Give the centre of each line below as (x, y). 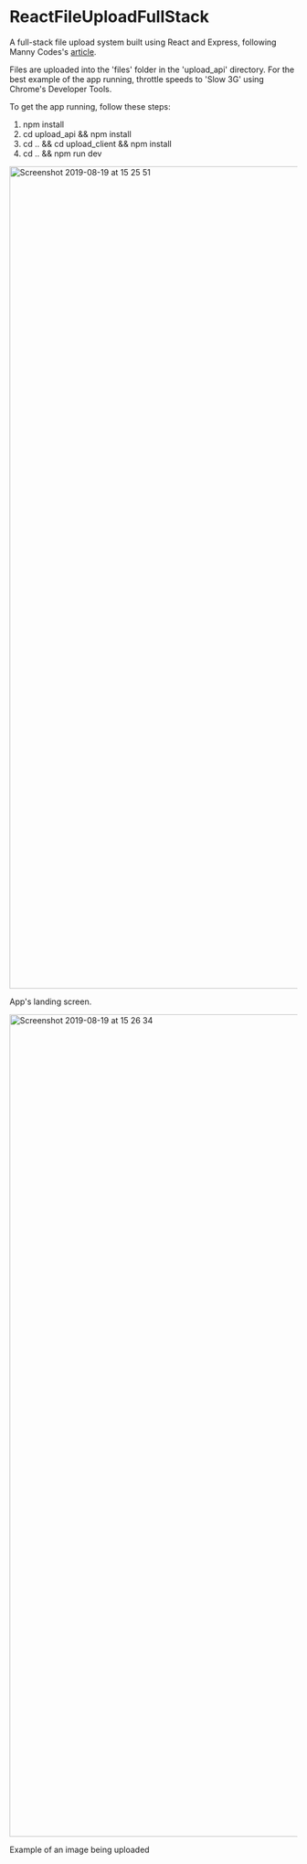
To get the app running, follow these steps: (90, 106)
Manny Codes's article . (53, 51)
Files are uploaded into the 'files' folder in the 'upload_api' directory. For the (152, 69)
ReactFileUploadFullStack (110, 17)
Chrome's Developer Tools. (61, 89)
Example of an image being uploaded (79, 1849)
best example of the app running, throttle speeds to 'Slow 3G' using (137, 79)
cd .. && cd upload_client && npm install (97, 143)
